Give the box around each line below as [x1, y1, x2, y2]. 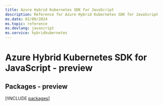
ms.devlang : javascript [5, 26, 54, 31]
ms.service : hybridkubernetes [5, 30, 68, 35]
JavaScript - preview [5, 63, 93, 74]
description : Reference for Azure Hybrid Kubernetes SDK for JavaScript [5, 12, 159, 17]
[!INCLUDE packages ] [5, 96, 50, 101]
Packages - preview [5, 82, 68, 91]
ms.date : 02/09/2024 [5, 16, 48, 21]
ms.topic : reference [5, 21, 48, 26]
